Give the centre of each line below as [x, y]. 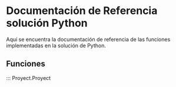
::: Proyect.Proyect [29, 78]
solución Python [47, 23]
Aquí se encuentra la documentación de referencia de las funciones [88, 39]
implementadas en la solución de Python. [56, 46]
